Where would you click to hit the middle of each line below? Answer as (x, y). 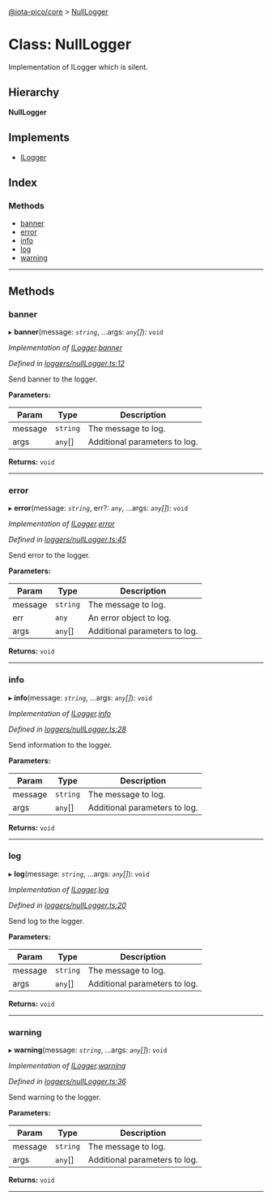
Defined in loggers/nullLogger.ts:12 (67, 363)
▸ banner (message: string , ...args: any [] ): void (86, 331)
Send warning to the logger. (55, 1097)
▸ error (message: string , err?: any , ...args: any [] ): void (98, 508)
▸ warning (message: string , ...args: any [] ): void (88, 1050)
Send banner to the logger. (53, 379)
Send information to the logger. (60, 745)
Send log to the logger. (47, 921)
